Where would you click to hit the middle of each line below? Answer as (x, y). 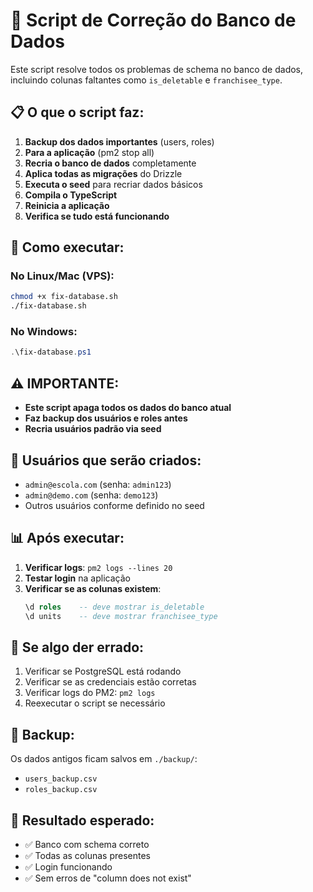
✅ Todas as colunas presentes (87, 855)
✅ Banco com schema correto (87, 844)
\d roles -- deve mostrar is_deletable (114, 607)
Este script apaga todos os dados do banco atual (128, 408)
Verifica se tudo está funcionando (97, 216)
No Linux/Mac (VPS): (62, 276)
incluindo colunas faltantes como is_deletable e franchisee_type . (146, 80)
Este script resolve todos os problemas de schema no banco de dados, (157, 69)
